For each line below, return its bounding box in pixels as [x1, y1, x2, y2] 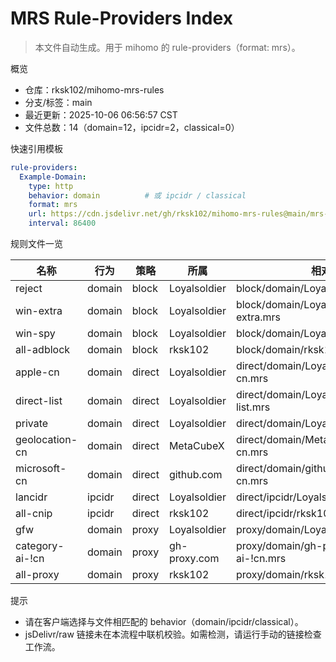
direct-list [15, 394, 63, 408]
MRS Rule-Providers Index [10, 7, 233, 30]
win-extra [15, 304, 63, 318]
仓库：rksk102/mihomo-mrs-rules [24, 83, 165, 96]
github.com [168, 468, 223, 482]
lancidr [15, 490, 48, 504]
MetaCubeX [168, 439, 225, 453]
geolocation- [15, 433, 78, 447]
